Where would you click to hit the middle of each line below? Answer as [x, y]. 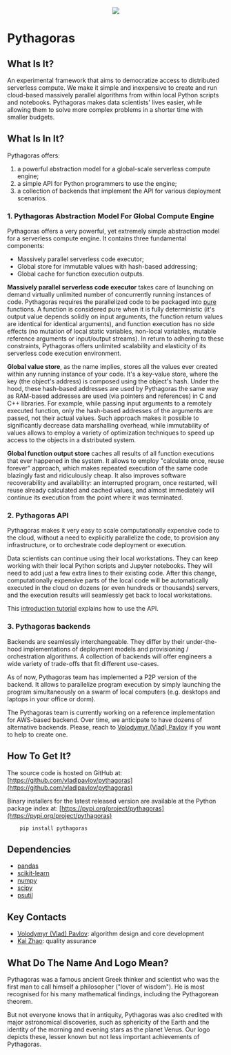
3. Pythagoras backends [49, 627]
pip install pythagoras [54, 828]
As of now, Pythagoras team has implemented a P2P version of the [102, 677]
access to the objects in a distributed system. [72, 440]
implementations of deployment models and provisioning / [106, 649]
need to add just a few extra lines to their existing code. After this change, [112, 573]
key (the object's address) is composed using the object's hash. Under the [113, 381]
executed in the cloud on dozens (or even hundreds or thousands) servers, [113, 588]
